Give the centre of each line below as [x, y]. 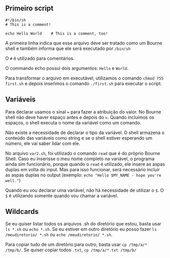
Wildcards [22, 212]
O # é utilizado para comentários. [40, 58]
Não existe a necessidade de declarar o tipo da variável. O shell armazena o [85, 133]
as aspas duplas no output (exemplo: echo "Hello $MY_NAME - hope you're [83, 175]
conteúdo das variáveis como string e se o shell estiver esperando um [79, 138]
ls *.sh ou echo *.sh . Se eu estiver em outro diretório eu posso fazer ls [81, 229]
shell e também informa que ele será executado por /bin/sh [68, 48]
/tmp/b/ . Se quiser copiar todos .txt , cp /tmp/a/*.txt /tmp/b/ [71, 250]
